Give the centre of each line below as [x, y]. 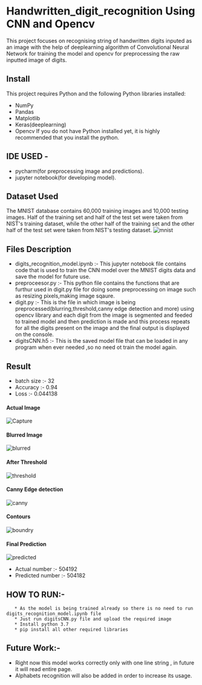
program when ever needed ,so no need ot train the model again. [96, 347]
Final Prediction [26, 544]
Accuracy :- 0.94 [36, 387]
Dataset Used [32, 196]
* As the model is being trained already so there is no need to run [104, 609]
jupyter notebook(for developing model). [66, 177]
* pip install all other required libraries [71, 630]
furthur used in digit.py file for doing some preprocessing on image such [106, 290]
